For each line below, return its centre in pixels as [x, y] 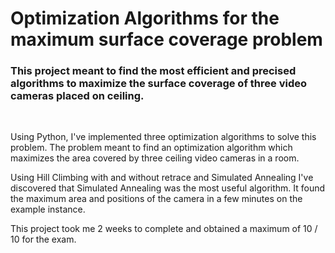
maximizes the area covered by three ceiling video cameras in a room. [155, 158]
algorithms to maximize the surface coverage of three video [158, 84]
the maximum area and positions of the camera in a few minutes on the [156, 199]
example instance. [48, 209]
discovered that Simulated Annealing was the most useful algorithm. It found [168, 188]
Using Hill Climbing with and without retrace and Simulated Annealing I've [162, 178]
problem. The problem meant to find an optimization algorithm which [151, 148]
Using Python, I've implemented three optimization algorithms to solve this [163, 137]
